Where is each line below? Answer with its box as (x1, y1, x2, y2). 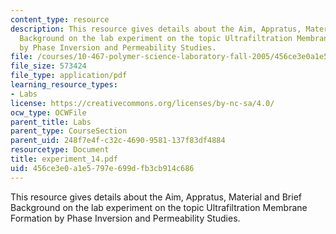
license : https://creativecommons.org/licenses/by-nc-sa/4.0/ (10, 98, 275, 108)
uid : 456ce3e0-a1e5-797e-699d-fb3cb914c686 (10, 163, 195, 173)
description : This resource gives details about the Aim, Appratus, (10, 24, 302, 34)
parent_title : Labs (10, 117, 92, 127)
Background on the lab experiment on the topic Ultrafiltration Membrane (10, 201, 308, 213)
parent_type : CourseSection (10, 126, 128, 136)
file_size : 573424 (10, 61, 87, 71)
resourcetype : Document (10, 145, 110, 155)
